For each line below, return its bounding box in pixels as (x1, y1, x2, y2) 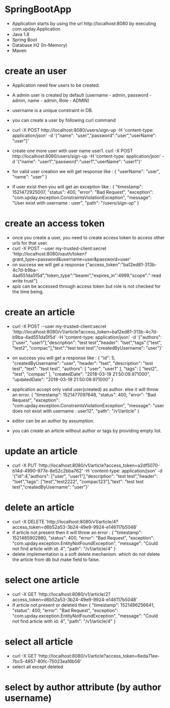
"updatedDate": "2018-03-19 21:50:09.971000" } (12, 376, 114, 382)
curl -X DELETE (12, 518, 45, 525)
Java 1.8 (12, 31, 30, 37)
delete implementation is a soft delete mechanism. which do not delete (12, 551, 160, 557)
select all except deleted (12, 663, 63, 670)
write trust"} (12, 277, 38, 284)
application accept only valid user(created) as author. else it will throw (12, 386, 159, 392)
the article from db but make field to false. (12, 556, 100, 562)
